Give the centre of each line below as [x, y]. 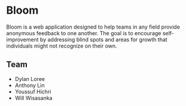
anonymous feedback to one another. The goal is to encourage [84, 33]
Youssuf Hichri [33, 91]
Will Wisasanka [33, 98]
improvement [22, 39]
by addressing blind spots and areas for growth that [103, 39]
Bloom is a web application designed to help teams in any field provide [93, 27]
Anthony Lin [30, 85]
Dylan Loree [30, 79]
